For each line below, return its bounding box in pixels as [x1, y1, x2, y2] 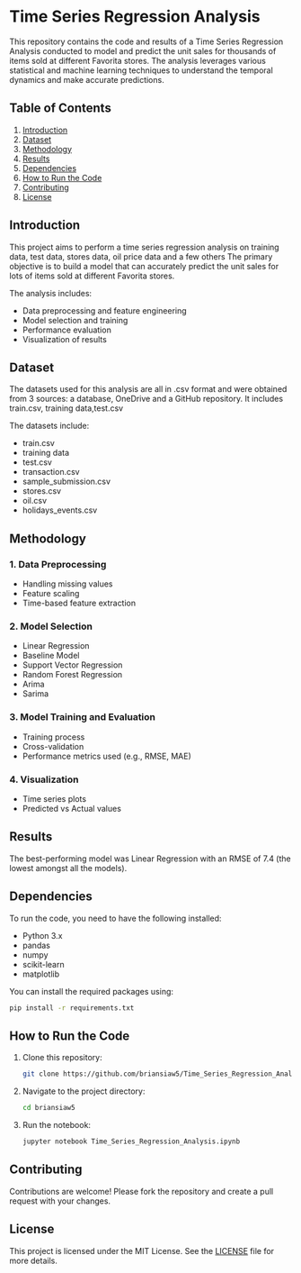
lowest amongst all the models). [9, 862, 128, 873]
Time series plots [22, 793, 87, 804]
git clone [22, 1069, 60, 1078]
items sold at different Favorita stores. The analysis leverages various [9, 55, 267, 66]
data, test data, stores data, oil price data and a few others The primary [9, 250, 273, 262]
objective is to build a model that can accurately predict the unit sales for [9, 260, 279, 271]
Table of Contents [9, 101, 112, 116]
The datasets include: [9, 421, 90, 432]
